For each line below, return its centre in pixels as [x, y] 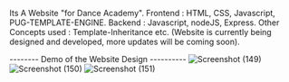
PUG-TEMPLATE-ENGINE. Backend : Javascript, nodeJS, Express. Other [144, 23]
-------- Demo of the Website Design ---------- [98, 59]
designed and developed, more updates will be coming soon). [125, 41]
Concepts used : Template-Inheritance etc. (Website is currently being [140, 32]
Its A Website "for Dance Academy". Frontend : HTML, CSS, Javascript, [143, 13]
